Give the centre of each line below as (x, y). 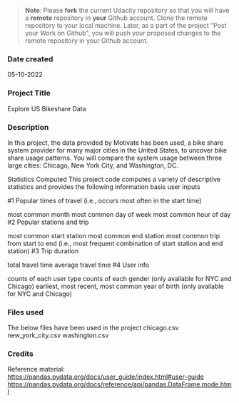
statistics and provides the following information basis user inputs (104, 187)
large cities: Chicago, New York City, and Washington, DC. (93, 165)
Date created (30, 58)
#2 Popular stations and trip (48, 222)
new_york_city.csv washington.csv (58, 335)
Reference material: (36, 369)
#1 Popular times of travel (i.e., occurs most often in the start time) (105, 200)
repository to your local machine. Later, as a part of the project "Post (126, 25)
